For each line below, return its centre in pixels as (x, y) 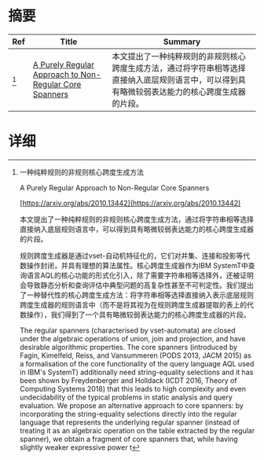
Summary (182, 42)
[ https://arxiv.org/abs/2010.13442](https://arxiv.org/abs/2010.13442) (130, 203)
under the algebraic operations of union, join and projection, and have (132, 338)
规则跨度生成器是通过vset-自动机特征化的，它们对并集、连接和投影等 (131, 256)
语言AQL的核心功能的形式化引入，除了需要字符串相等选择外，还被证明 (140, 275)
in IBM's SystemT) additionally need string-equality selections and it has (136, 372)
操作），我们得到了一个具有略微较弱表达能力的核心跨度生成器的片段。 (138, 315)
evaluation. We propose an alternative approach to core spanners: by (131, 405)
